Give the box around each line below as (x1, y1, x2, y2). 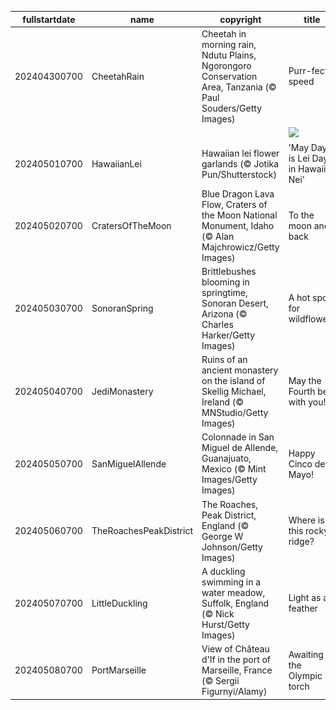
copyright (219, 13, 262, 25)
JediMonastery (91, 386, 154, 397)
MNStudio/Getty (201, 407, 269, 418)
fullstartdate (22, 13, 76, 25)
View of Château (201, 643, 270, 655)
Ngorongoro (201, 59, 252, 71)
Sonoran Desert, (201, 297, 269, 309)
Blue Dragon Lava (201, 187, 275, 200)
